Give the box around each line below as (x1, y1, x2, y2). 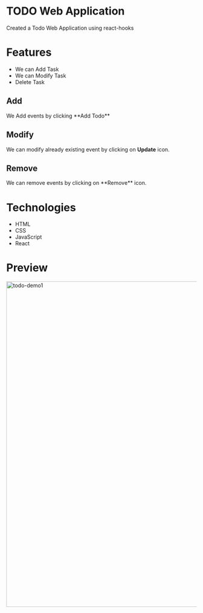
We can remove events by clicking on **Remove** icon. (6, 179, 147, 187)
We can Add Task (14, 65, 59, 73)
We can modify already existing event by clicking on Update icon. (6, 145, 170, 153)
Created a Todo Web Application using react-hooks (6, 24, 134, 31)
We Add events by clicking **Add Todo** (6, 112, 111, 119)
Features (6, 45, 52, 59)
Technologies (6, 200, 77, 214)
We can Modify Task (14, 71, 66, 79)
